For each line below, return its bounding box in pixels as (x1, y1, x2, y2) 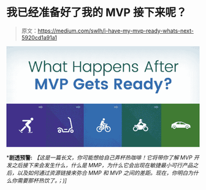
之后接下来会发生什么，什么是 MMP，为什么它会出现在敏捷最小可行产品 (11, 162, 193, 169)
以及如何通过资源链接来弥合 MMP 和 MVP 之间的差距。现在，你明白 (17, 169, 188, 177)
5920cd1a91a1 (21, 34, 57, 41)
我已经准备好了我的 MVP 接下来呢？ (6, 6, 187, 20)
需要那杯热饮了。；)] (17, 177, 67, 184)
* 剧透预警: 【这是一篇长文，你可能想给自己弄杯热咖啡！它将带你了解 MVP (6, 154, 193, 161)
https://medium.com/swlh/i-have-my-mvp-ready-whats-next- (37, 27, 194, 34)
